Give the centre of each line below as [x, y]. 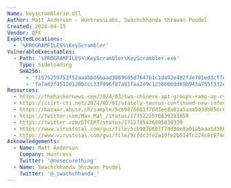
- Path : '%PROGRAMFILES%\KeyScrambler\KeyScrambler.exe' [97, 59]
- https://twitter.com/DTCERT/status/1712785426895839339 [98, 122]
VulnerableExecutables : [41, 52]
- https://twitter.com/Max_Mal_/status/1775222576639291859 [101, 116]
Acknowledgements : [33, 142]
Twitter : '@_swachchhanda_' [59, 174]
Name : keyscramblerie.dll [44, 13]
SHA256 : [30, 71]
